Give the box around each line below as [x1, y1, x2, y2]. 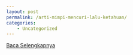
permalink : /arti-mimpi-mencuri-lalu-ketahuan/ [6, 14, 128, 20]
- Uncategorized [17, 25, 58, 32]
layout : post [6, 8, 39, 15]
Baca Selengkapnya [6, 42, 56, 49]
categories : [6, 20, 36, 26]
